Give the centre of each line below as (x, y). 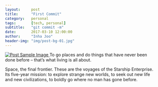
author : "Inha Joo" (29, 37)
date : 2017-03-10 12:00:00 (39, 32)
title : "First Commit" (33, 14)
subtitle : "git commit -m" (34, 28)
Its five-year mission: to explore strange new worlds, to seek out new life (78, 74)
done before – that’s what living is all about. (48, 60)
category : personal (27, 18)
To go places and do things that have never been (98, 55)
